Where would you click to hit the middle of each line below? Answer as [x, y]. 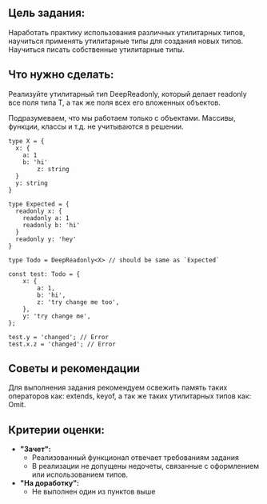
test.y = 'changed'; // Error [59, 337]
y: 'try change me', [57, 316]
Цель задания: [47, 13]
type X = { [26, 141]
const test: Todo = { [44, 274]
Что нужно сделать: [61, 75]
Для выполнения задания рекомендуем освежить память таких [118, 388]
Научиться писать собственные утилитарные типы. [97, 49]
